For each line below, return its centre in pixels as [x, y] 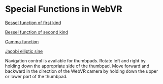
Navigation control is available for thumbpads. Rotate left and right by [76, 60]
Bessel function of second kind [37, 32]
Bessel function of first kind [33, 23]
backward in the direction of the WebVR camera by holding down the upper [82, 71]
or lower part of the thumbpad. [36, 76]
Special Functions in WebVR [64, 9]
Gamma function [22, 42]
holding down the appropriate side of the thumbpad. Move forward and [77, 66]
